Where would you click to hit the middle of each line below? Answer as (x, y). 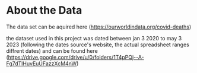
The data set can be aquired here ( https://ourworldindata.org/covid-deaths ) (99, 27)
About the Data (44, 10)
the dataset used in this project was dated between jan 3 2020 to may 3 (94, 38)
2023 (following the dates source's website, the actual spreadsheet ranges (98, 45)
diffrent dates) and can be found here (52, 50)
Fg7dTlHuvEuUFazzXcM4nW (42, 64)
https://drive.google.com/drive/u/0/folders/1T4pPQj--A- (76, 57)
